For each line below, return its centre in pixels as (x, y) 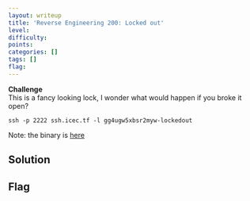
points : (21, 45)
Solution (29, 160)
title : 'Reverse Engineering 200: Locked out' (86, 23)
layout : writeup (35, 15)
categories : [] (33, 52)
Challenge (26, 89)
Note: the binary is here (47, 135)
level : (19, 30)
